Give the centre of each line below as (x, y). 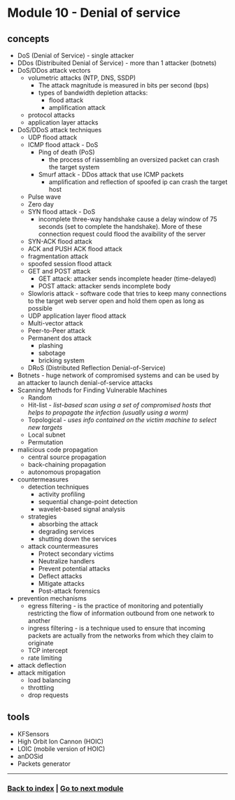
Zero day (41, 204)
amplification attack (77, 107)
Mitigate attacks (62, 583)
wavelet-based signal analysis (82, 509)
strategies (42, 517)
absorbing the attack (68, 524)
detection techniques (58, 487)
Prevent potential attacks (74, 569)
